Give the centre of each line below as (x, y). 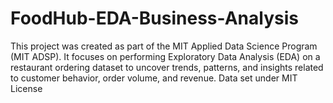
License (26, 88)
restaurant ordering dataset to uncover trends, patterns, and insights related (167, 67)
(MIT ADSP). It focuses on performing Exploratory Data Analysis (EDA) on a (165, 56)
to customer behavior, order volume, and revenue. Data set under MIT (154, 78)
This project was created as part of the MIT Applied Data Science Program (164, 46)
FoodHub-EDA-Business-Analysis (154, 18)
